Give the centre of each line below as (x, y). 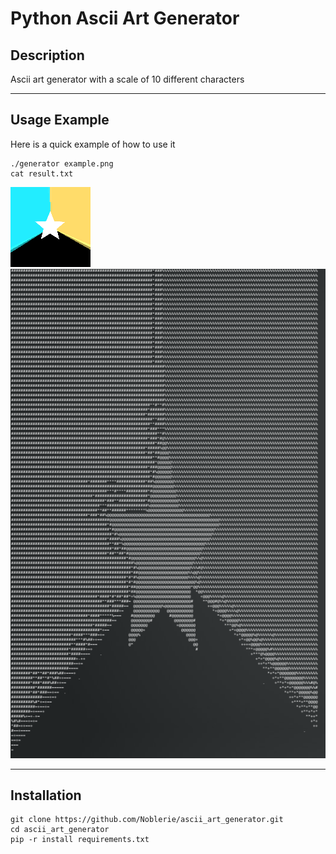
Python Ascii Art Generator (125, 18)
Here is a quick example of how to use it (93, 144)
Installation (46, 795)
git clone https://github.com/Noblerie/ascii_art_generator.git (147, 820)
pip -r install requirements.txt (80, 840)
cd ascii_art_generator (60, 830)
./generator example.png (62, 163)
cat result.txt (42, 173)
